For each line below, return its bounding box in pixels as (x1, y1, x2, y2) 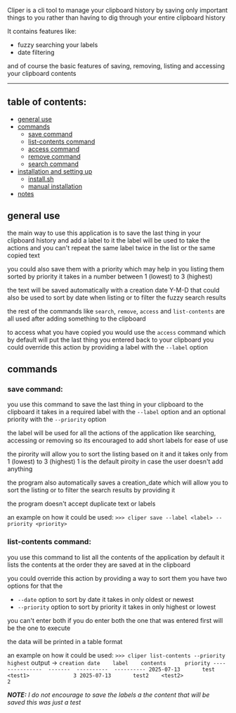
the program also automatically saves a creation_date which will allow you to (7, 478, 228, 487)
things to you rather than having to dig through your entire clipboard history (7, 13, 226, 22)
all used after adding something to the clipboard (7, 314, 146, 323)
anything (7, 465, 33, 473)
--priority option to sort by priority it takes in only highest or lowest (17, 603, 216, 611)
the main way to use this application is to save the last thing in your (7, 229, 202, 237)
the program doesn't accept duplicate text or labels (7, 499, 156, 508)
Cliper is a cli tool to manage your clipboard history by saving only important (7, 6, 228, 14)
